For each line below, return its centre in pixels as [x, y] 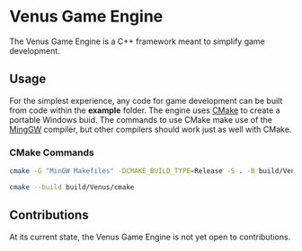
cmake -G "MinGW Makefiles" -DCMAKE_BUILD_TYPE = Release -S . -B [132, 171]
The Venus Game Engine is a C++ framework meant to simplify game [137, 41]
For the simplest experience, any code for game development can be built [146, 100]
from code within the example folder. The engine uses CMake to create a [145, 110]
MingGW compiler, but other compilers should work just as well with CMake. [151, 129]
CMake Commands [52, 152]
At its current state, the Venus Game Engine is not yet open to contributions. [150, 237]
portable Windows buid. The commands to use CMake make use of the [141, 119]
